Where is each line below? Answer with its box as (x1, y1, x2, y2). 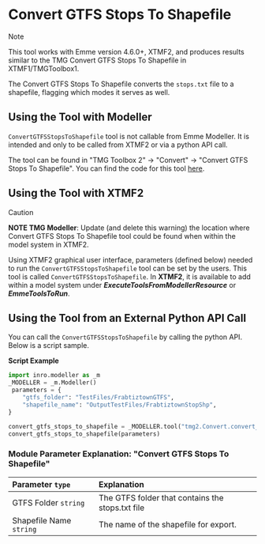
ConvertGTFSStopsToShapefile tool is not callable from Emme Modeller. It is (8, 131, 250, 141)
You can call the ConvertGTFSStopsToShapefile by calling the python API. (8, 332, 243, 342)
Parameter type (12, 478, 71, 489)
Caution (8, 207, 34, 217)
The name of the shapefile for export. (98, 519, 237, 530)
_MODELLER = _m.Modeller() (8, 379, 97, 387)
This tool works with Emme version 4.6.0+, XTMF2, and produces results (8, 47, 244, 56)
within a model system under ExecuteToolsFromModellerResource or (8, 280, 237, 289)
